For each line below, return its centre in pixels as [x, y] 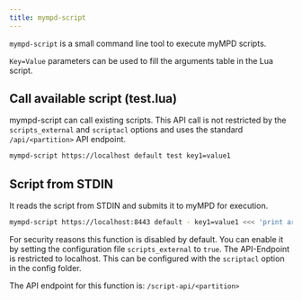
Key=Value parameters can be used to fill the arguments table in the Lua [142, 60]
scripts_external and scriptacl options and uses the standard [126, 130]
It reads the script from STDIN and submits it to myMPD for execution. [139, 206]
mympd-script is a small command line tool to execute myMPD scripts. [138, 43]
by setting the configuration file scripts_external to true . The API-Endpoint [150, 249]
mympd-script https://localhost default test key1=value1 [120, 156]
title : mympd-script [48, 18]
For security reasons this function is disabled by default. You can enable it [147, 239]
